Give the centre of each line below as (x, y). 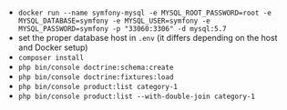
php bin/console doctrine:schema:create (96, 67)
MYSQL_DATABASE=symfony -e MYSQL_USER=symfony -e (114, 21)
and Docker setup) (53, 47)
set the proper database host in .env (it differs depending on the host (148, 38)
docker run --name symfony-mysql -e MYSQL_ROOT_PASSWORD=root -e (144, 13)
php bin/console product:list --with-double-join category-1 (137, 96)
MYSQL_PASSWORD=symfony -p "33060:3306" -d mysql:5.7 (122, 29)
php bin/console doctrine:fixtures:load (96, 77)
